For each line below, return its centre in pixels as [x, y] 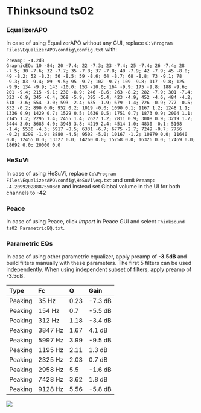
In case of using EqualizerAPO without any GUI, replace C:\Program [90, 43]
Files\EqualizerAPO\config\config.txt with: [62, 50]
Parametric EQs [30, 244]
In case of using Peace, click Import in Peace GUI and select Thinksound [96, 222]
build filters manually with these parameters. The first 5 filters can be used [99, 263]
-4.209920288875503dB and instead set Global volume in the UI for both [94, 186]
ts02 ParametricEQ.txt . [36, 228]
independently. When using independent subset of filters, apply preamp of [99, 269]
